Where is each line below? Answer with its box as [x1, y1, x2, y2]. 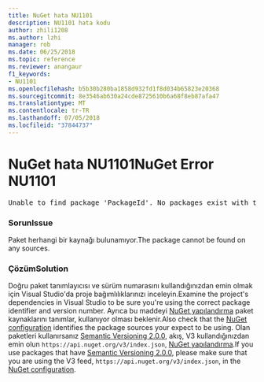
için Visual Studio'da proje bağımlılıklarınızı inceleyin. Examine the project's [8, 289, 249, 299]
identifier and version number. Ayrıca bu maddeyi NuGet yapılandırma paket [8, 306, 254, 316]
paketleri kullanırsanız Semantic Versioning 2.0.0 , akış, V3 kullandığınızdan [8, 332, 250, 341]
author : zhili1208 [8, 26, 68, 34]
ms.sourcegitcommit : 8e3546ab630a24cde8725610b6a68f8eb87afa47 [8, 92, 220, 100]
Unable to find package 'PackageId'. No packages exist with [8, 198, 249, 207]
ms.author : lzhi [8, 33, 61, 42]
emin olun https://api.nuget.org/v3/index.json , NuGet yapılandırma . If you [8, 339, 254, 349]
